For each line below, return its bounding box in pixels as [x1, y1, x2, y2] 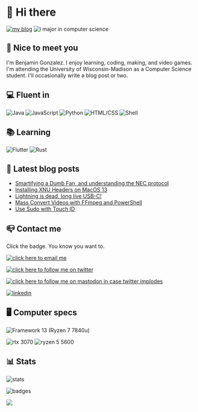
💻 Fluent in [6, 90, 50, 100]
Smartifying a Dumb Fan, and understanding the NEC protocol [14, 180, 169, 187]
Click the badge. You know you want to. [6, 242, 105, 250]
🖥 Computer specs [6, 308, 77, 318]
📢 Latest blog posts [6, 163, 80, 174]
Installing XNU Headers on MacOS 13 [14, 186, 108, 194]
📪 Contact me [6, 223, 61, 234]
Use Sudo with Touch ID [14, 205, 75, 213]
